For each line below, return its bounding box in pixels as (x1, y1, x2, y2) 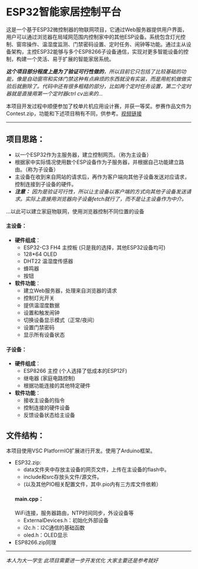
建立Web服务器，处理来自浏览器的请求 (23, 287, 118, 294)
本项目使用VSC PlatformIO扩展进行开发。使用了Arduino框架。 (6, 447, 156, 454)
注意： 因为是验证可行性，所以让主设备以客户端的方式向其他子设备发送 (14, 188, 186, 195)
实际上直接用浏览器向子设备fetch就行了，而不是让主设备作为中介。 (25, 195, 187, 202)
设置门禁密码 (23, 323, 55, 330)
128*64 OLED (23, 250, 58, 257)
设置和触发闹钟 (23, 309, 60, 316)
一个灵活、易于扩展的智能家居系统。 (26, 55, 115, 62)
